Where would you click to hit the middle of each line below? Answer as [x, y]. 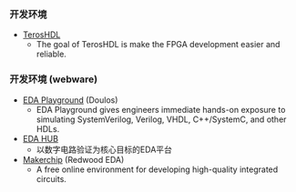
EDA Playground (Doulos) [70, 100]
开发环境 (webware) [54, 79]
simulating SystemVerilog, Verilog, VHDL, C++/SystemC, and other [161, 119]
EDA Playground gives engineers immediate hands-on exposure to [161, 109]
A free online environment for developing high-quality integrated [157, 169]
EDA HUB [41, 138]
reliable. [51, 54]
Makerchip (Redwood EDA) [73, 159]
